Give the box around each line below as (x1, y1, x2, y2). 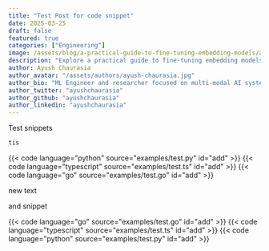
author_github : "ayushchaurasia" (8, 94, 120, 102)
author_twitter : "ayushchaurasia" (8, 86, 124, 95)
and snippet (8, 201, 48, 211)
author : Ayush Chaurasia (8, 64, 91, 72)
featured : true (8, 34, 59, 43)
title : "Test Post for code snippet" (8, 11, 134, 20)
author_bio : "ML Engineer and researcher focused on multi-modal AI (8, 79, 242, 87)
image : (8, 49, 30, 57)
